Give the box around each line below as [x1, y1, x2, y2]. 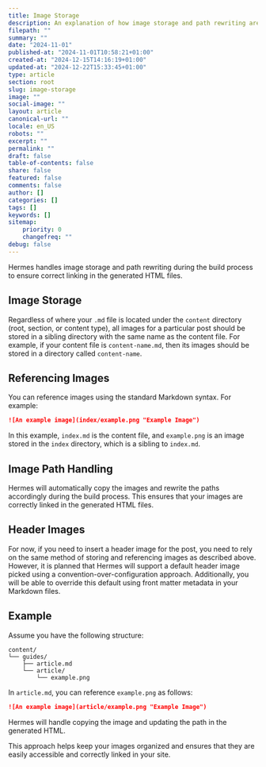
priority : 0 [22, 225, 62, 234]
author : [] [8, 188, 44, 197]
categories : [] [8, 196, 59, 204]
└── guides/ [8, 653, 47, 661]
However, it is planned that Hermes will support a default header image [8, 561, 240, 570]
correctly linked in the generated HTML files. [8, 500, 154, 510]
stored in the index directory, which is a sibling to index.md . [8, 439, 200, 449]
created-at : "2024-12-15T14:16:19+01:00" [8, 56, 147, 64]
